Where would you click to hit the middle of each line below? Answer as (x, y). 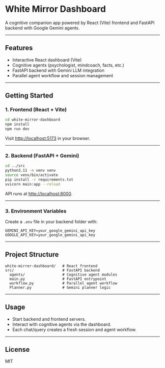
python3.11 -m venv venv (30, 171)
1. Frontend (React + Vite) (36, 110)
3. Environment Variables (36, 211)
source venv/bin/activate (31, 175)
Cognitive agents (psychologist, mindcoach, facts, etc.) (68, 65)
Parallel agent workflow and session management (63, 75)
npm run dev (17, 129)
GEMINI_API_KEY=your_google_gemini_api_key (50, 231)
